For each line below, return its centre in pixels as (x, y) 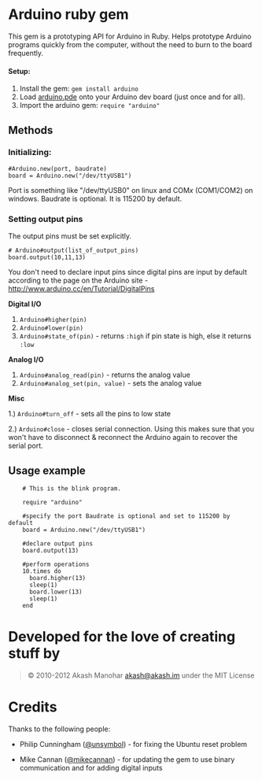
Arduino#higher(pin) (53, 320)
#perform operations (56, 564)
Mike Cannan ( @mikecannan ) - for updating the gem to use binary (127, 759)
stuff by (34, 654)
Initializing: (30, 153)
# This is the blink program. (72, 488)
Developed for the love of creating (122, 637)
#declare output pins (57, 543)
